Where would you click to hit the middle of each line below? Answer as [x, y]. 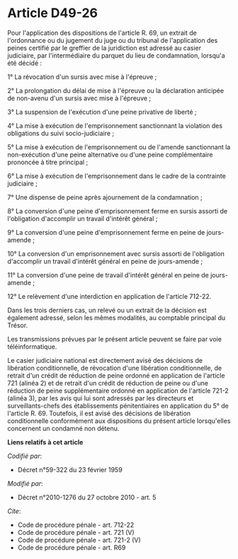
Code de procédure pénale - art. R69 [72, 547]
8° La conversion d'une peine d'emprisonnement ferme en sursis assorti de [118, 211]
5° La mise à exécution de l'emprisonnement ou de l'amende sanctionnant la [119, 147]
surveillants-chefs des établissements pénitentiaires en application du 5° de [118, 405]
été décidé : [25, 63]
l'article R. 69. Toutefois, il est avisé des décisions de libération [99, 413]
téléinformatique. [32, 346]
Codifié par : [25, 456]
